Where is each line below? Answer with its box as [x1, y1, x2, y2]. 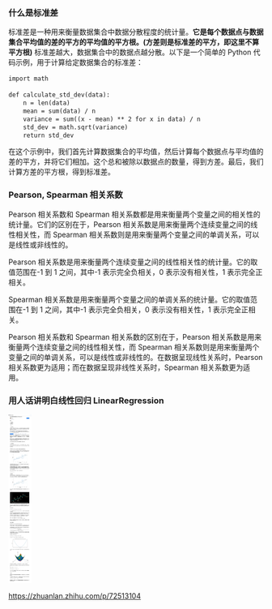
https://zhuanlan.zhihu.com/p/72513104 [8, 590, 142, 601]
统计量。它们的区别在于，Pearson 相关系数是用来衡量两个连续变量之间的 [8, 219, 251, 229]
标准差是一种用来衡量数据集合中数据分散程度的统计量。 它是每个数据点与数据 [8, 27, 264, 37]
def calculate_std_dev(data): [8, 91, 111, 99]
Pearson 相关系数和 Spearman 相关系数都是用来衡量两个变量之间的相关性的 [8, 209, 261, 219]
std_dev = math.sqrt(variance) [23, 123, 129, 131]
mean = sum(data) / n [23, 107, 96, 115]
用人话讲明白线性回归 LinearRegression [8, 395, 164, 406]
